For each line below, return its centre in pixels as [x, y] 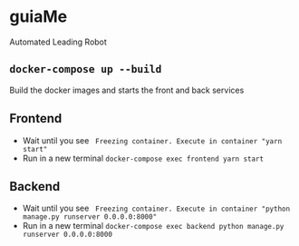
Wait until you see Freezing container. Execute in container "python [156, 208]
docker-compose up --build [86, 69]
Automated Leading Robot [58, 42]
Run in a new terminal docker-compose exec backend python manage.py [153, 226]
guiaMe [39, 17]
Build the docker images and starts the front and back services [127, 90]
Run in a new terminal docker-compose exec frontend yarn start [143, 158]
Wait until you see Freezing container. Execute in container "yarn [152, 140]
